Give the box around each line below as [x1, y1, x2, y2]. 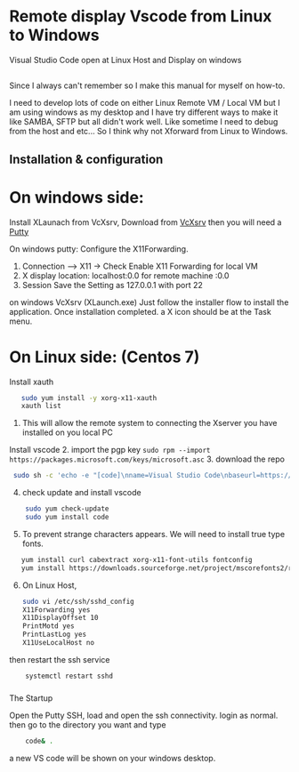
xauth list [20, 402, 62, 411]
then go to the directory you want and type [9, 719, 166, 730]
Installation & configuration [9, 151, 164, 166]
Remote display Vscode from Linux [9, 6, 272, 27]
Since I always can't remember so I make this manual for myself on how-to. [9, 80, 286, 91]
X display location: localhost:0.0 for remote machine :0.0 [21, 269, 230, 281]
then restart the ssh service [9, 654, 110, 664]
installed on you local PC [21, 427, 113, 438]
